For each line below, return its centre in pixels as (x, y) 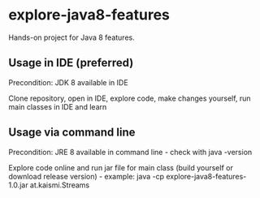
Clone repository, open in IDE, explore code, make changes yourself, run (130, 98)
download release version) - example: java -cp (87, 176)
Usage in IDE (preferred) (71, 63)
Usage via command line (72, 133)
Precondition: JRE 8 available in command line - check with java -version (130, 152)
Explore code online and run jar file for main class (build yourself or (121, 167)
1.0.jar (18, 185)
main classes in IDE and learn (58, 106)
